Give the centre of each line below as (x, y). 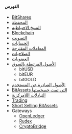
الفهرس (12, 6)
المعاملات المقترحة (29, 48)
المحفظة (20, 22)
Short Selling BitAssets (35, 106)
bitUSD (26, 69)
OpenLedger (32, 116)
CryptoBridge (33, 126)
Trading (19, 100)
